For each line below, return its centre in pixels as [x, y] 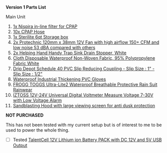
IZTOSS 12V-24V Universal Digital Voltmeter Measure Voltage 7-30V [83, 95]
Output [20, 146]
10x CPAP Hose [29, 32]
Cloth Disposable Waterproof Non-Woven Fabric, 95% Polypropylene [84, 58]
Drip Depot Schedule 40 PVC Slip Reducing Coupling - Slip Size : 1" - [84, 69]
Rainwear [22, 90]
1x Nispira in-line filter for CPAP [45, 26]
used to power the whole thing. [38, 130]
